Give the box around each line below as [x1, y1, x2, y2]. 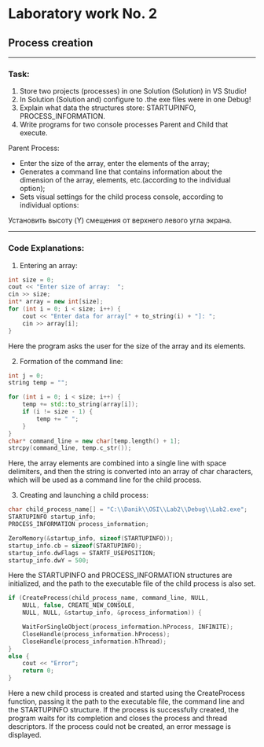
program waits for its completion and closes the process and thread [8, 713, 228, 723]
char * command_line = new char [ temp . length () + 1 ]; [8, 437, 181, 445]
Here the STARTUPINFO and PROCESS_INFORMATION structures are [8, 571, 233, 580]
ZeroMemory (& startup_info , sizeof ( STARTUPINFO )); [8, 534, 174, 543]
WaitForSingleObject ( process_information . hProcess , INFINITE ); [22, 623, 234, 631]
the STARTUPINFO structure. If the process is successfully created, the [8, 705, 240, 715]
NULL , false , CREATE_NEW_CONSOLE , [22, 602, 135, 609]
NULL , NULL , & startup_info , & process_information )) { [22, 609, 202, 617]
